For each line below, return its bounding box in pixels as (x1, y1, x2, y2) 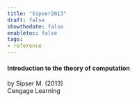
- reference (7, 42, 42, 49)
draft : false (7, 17, 45, 24)
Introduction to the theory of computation (7, 64, 131, 72)
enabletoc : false (7, 29, 58, 37)
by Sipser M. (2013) (7, 79, 64, 87)
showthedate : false (7, 23, 64, 30)
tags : (7, 36, 23, 43)
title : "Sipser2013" (7, 10, 67, 17)
